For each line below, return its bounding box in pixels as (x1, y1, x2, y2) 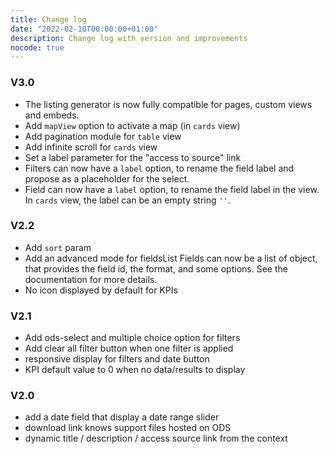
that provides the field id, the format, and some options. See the (24, 262, 288, 275)
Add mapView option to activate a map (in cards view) (24, 119, 241, 131)
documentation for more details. (24, 273, 158, 285)
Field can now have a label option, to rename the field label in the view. (24, 183, 320, 195)
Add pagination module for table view (24, 130, 182, 142)
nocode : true (10, 42, 65, 53)
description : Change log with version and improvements (10, 33, 248, 43)
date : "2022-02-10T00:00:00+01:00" (10, 24, 159, 34)
